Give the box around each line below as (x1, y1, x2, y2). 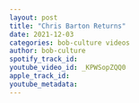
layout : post (9, 13, 58, 22)
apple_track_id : (9, 72, 70, 81)
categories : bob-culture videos (9, 38, 130, 47)
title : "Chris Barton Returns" (9, 21, 126, 30)
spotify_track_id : (9, 55, 78, 64)
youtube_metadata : (9, 80, 78, 89)
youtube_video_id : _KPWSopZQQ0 (9, 64, 126, 73)
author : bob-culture (9, 47, 87, 56)
